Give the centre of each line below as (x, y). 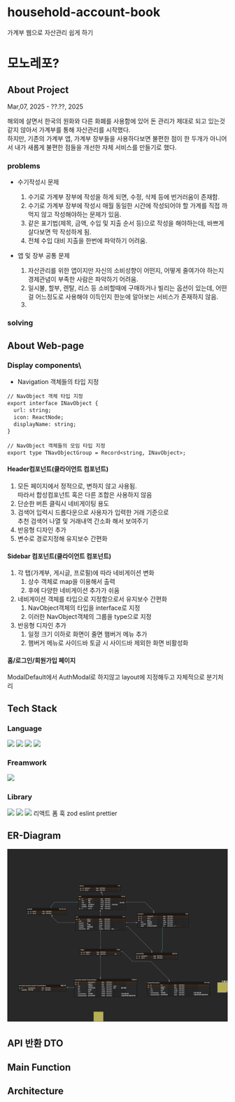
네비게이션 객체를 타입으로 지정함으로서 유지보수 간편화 (92, 599)
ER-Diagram (34, 836)
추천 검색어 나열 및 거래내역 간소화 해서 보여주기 (83, 521)
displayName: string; (45, 424)
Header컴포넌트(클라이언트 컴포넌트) (58, 469)
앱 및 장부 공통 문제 (43, 256)
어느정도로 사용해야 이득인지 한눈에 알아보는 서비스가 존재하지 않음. (127, 297)
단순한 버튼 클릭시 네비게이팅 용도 (63, 504)
